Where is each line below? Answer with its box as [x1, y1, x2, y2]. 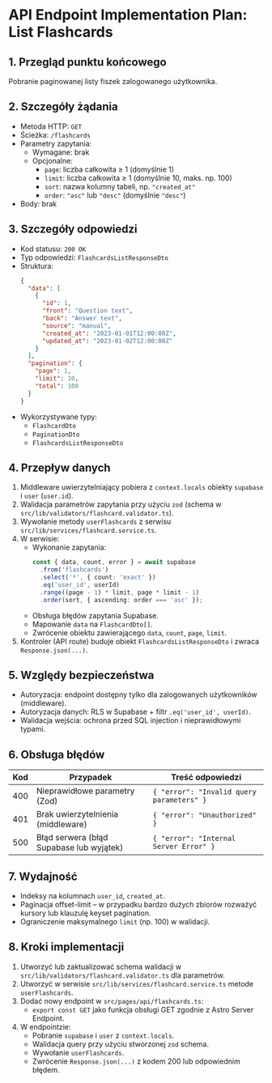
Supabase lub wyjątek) [36, 842, 124, 853]
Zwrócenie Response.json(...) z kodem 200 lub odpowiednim [32, 1056, 240, 1066]
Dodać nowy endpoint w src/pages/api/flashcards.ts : [19, 996, 204, 1005]
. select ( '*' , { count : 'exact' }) [39, 573, 156, 582]
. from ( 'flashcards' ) [39, 566, 109, 574]
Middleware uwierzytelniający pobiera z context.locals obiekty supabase [19, 482, 264, 492]
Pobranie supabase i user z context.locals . [32, 1030, 175, 1040]
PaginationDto [32, 431, 80, 439]
